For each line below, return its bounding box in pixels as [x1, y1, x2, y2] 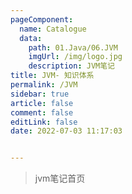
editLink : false [10, 117, 78, 127]
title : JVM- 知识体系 [10, 71, 95, 81]
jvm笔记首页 [34, 172, 86, 185]
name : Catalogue [19, 24, 87, 34]
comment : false [10, 107, 74, 118]
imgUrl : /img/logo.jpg [28, 52, 123, 62]
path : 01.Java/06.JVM [28, 42, 118, 53]
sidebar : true [10, 89, 70, 99]
